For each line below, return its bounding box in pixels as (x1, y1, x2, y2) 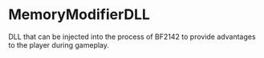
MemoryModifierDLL (8, 6, 151, 24)
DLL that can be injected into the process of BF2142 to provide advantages (8, 32, 256, 41)
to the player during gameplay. (8, 40, 110, 49)
